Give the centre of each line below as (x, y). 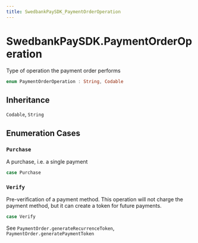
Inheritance (28, 100)
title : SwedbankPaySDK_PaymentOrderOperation (63, 12)
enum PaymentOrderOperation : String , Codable (65, 81)
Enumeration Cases (43, 133)
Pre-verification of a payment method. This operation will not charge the (95, 199)
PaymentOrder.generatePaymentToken (50, 233)
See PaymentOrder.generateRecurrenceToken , (60, 228)
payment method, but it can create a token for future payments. (84, 206)
